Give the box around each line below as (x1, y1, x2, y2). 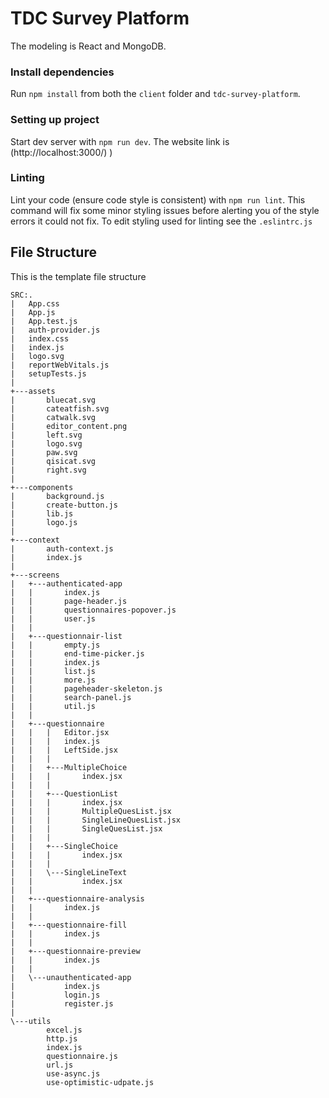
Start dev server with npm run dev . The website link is (10, 135, 230, 147)
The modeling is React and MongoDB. (10, 40, 167, 52)
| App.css (10, 298, 60, 309)
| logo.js (10, 517, 78, 527)
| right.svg (10, 465, 87, 475)
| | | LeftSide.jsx (10, 745, 118, 755)
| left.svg (10, 430, 83, 440)
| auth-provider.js (10, 325, 101, 335)
